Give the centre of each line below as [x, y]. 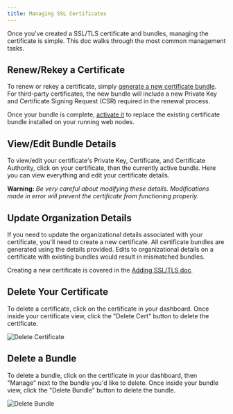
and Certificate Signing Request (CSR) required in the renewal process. [109, 101]
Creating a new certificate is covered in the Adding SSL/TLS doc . [100, 270]
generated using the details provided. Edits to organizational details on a [110, 250]
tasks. [16, 48]
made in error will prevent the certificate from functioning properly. [103, 196]
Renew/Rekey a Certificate [66, 70]
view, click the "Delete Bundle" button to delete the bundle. [92, 390]
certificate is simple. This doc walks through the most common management [116, 41]
